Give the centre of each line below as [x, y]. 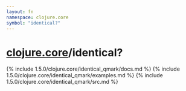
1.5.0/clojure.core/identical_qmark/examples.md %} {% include [85, 75]
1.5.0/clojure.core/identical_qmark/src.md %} [63, 82]
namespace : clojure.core [37, 17]
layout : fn [20, 12]
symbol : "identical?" [34, 23]
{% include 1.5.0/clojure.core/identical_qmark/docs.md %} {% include [93, 69]
